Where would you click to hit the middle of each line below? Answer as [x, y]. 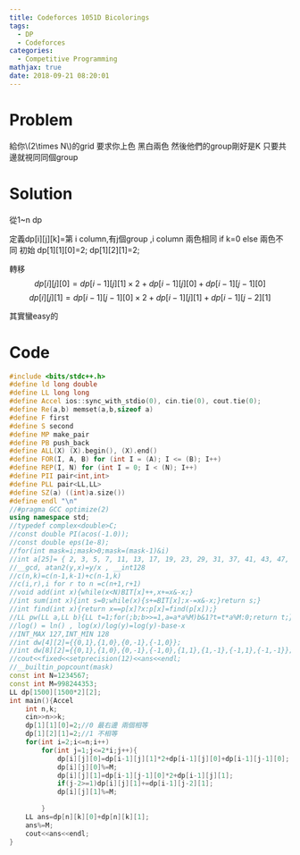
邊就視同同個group [44, 157]
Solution [41, 194]
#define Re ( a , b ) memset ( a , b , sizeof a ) [81, 410]
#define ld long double [54, 385]
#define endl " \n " [43, 501]
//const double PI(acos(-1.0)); [69, 534]
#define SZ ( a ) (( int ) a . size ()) [67, 493]
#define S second [42, 426]
